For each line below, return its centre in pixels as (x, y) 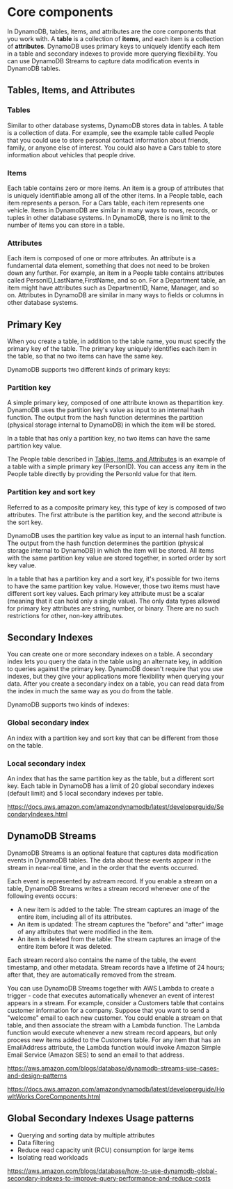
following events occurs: (42, 896)
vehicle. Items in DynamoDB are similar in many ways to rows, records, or (112, 210)
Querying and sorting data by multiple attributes (86, 1135)
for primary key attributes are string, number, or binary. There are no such (113, 608)
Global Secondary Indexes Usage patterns (101, 1118)
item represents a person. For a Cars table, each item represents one (106, 203)
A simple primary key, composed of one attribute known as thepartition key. (116, 403)
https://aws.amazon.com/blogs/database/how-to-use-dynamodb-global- (112, 1171)
